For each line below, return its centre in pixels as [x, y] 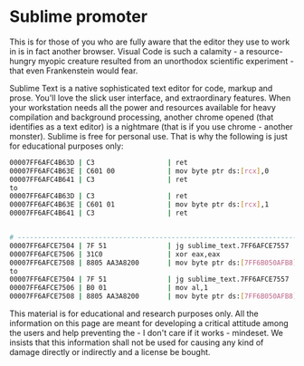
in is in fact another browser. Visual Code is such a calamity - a [127, 51]
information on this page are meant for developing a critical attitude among [149, 323]
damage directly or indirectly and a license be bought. [110, 352]
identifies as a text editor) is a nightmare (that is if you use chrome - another [152, 126]
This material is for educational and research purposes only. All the [134, 313]
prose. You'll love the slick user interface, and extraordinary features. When [150, 98]
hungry [23, 61]
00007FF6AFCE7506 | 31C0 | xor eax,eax [115, 254]
